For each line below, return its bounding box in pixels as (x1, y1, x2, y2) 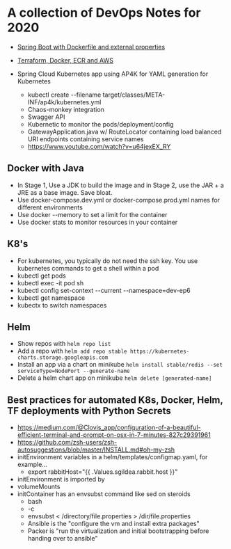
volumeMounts (17, 482, 61, 491)
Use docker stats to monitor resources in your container (17, 218, 178, 226)
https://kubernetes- (129, 348, 190, 356)
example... (17, 461, 47, 469)
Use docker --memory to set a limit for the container (17, 210, 168, 218)
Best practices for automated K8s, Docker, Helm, (7, 394, 223, 406)
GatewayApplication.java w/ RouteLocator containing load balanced (27, 127, 222, 136)
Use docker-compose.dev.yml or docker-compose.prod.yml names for (17, 196, 221, 204)
